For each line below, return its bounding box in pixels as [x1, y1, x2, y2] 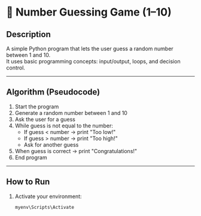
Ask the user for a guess [14, 115, 76, 123]
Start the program [14, 103, 59, 110]
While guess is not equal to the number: [14, 122, 114, 129]
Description [6, 29, 51, 39]
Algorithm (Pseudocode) [6, 87, 100, 98]
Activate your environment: [14, 193, 82, 200]
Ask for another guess [23, 141, 79, 148]
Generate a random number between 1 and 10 [14, 109, 127, 116]
